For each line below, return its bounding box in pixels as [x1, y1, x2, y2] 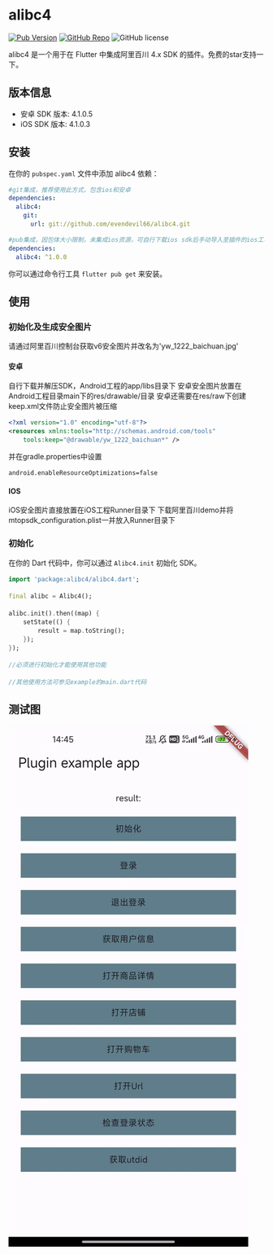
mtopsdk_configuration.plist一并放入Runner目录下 [8, 516, 176, 525]
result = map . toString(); [37, 626, 126, 634]
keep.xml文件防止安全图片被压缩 [8, 402, 118, 411]
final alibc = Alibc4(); [8, 592, 93, 600]
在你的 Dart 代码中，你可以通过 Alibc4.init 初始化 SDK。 [8, 558, 201, 568]
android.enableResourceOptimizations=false [8, 469, 158, 477]
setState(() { [23, 617, 71, 626]
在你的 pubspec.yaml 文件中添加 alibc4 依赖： [8, 169, 159, 178]
